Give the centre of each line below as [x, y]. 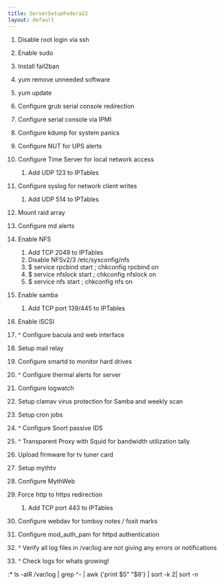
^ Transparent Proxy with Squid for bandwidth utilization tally [104, 441]
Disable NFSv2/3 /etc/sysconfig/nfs [79, 260]
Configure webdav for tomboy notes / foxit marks [87, 521]
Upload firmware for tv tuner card [66, 455]
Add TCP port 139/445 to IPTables [77, 308]
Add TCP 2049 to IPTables [66, 252]
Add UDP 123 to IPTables [63, 172]
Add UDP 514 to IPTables [63, 199]
